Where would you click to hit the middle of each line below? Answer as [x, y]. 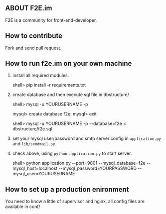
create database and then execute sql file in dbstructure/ [71, 95]
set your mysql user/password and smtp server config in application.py [86, 138]
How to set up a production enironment [67, 189]
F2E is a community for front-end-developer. [51, 20]
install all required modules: [41, 75]
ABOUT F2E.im [29, 8]
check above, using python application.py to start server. [72, 153]
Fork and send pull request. [33, 48]
